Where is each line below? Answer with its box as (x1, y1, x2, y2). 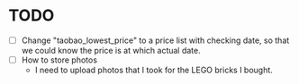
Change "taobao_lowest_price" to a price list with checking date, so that (21, 35, 290, 46)
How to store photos (21, 55, 98, 65)
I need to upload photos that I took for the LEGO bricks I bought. (34, 64, 274, 76)
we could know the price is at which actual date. (21, 46, 202, 55)
